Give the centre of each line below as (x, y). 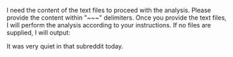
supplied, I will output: (39, 32)
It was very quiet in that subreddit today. (65, 46)
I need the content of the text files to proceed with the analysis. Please (109, 10)
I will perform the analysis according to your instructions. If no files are (109, 25)
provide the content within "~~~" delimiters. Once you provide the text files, (116, 18)
